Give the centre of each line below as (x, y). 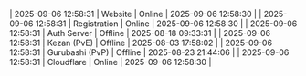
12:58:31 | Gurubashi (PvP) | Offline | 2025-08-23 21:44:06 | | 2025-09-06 (149, 52)
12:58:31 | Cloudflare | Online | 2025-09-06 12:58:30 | (111, 62)
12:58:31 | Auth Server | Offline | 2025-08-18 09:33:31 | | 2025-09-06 (140, 33)
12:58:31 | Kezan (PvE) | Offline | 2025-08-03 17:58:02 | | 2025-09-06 (141, 43)
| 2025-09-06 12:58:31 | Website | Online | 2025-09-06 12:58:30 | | (136, 14)
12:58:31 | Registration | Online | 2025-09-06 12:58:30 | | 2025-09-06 (166, 24)
